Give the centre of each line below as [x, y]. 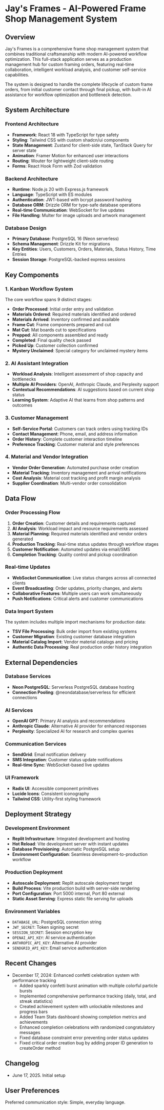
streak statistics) [36, 1001]
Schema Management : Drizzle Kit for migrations [61, 244]
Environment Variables [33, 911]
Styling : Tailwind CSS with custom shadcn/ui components [71, 140]
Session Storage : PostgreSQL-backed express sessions [69, 260]
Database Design [26, 228]
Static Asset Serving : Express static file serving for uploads [72, 898]
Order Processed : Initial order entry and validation [63, 309]
